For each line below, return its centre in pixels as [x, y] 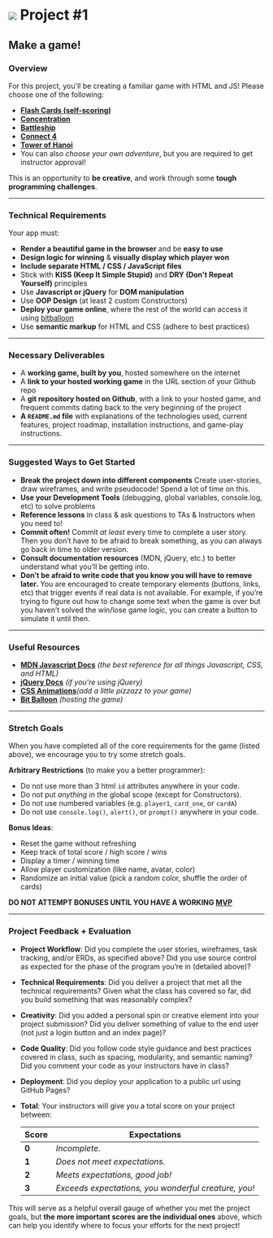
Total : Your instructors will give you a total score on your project [128, 1105]
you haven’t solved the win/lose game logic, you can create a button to [139, 610]
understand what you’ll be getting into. [85, 567]
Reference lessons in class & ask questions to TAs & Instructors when [138, 514]
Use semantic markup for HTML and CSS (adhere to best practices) [135, 326]
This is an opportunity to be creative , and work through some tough [123, 177]
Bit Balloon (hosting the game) [71, 700]
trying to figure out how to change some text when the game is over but [141, 601]
